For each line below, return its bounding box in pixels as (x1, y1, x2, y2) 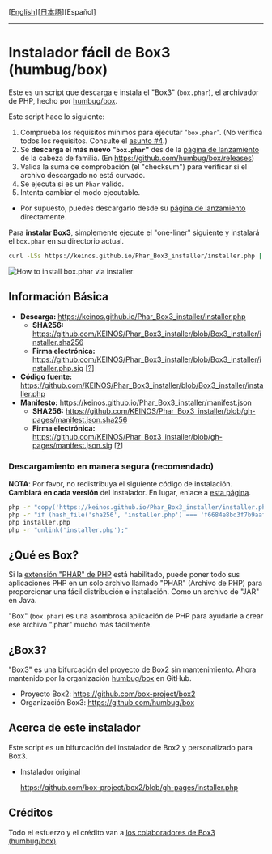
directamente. (19, 211, 67, 221)
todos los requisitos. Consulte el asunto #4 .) (19, 136, 168, 146)
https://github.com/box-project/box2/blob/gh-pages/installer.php (19, 782, 239, 792)
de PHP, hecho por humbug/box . (8, 96, 118, 105)
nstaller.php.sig (32, 363, 83, 372)
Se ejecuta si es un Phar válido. (19, 179, 125, 189)
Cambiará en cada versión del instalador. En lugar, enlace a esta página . (8, 487, 251, 497)
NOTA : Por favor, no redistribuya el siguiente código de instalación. (8, 478, 233, 488)
